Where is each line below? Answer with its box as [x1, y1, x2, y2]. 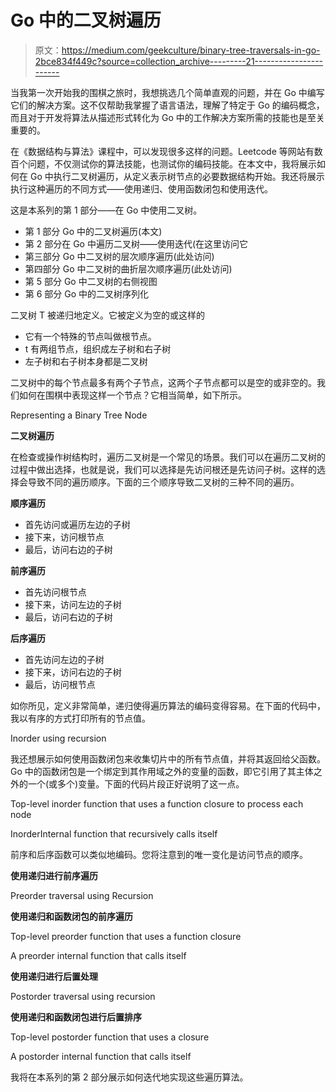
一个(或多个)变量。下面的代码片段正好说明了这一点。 [27, 777, 245, 790]
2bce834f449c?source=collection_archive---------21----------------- [34, 55, 324, 67]
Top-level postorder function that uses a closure [10, 1031, 210, 1043]
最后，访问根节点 [24, 678, 96, 690]
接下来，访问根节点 [24, 531, 105, 543]
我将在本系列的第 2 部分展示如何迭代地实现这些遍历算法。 [10, 1071, 249, 1083]
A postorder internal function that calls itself [10, 1050, 192, 1062]
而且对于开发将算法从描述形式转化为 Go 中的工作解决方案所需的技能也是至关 [10, 111, 325, 123]
